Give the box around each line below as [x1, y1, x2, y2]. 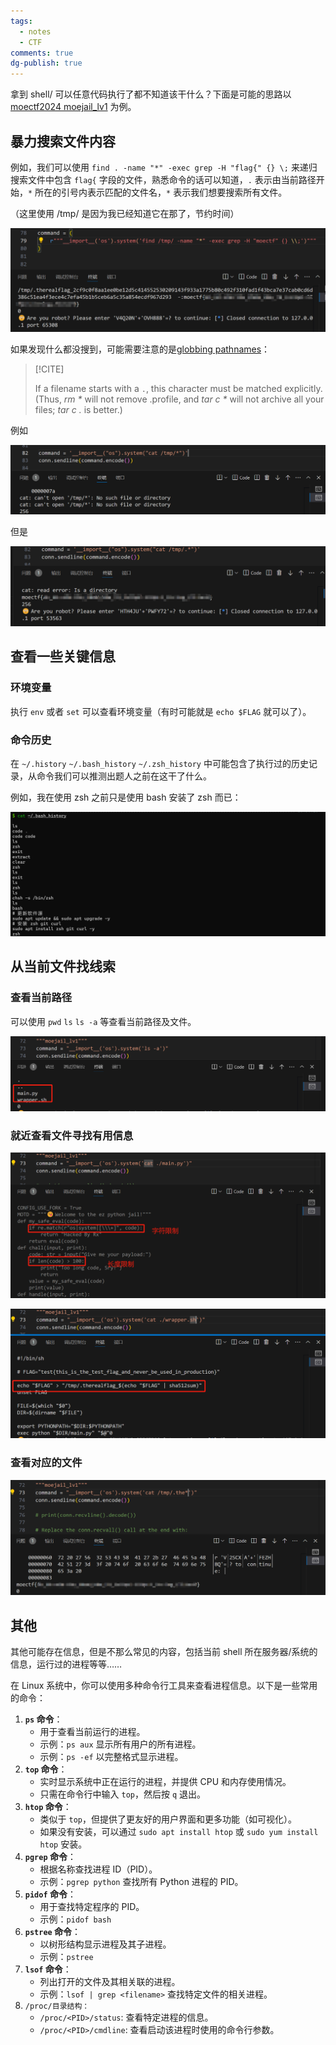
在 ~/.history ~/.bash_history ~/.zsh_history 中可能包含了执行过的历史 [10, 757, 309, 769]
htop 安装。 [39, 1838, 88, 1850]
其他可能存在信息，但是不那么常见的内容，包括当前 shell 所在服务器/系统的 [10, 1646, 318, 1658]
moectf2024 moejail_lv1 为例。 [10, 101, 137, 113]
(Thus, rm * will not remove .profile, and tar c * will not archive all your [34, 393, 325, 405]
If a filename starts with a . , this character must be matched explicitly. [34, 383, 323, 395]
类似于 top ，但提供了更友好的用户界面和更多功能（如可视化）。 [39, 1813, 298, 1825]
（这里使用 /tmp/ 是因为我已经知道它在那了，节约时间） [10, 207, 240, 219]
